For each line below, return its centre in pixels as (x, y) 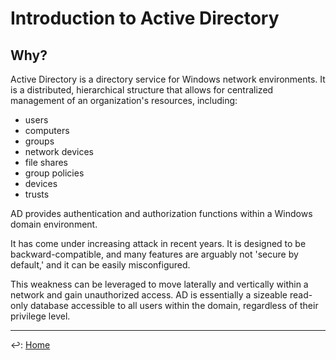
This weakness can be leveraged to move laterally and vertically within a (159, 284)
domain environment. (54, 224)
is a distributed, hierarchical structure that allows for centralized (142, 90)
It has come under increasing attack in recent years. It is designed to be (158, 243)
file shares (46, 162)
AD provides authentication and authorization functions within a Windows (161, 213)
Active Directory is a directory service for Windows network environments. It (168, 79)
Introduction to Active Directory (145, 18)
